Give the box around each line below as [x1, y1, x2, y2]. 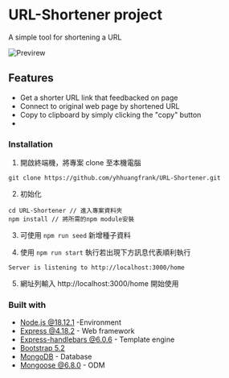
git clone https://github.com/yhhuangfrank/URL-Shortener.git [8, 174, 221, 182]
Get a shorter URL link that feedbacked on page [19, 93, 178, 102]
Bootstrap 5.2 [19, 343, 66, 353]
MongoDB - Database [19, 352, 92, 362]
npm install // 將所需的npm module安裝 [8, 215, 135, 223]
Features [8, 71, 54, 85]
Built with [8, 299, 47, 310]
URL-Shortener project [8, 6, 163, 24]
